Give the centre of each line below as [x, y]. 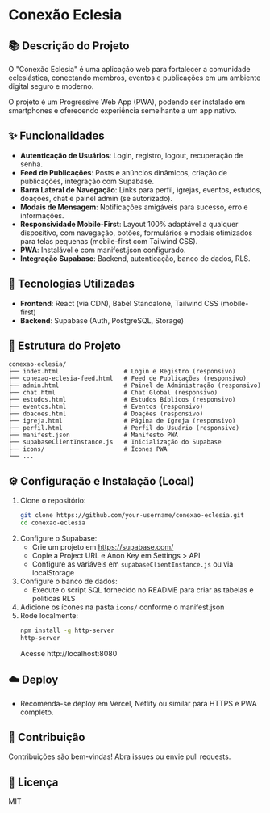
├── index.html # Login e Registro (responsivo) [122, 372]
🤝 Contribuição [47, 737]
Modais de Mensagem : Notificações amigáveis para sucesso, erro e [134, 207]
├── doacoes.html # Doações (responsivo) [106, 414]
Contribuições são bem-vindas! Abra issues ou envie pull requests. [120, 756]
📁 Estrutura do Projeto [64, 346]
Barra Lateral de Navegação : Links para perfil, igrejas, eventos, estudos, [141, 190]
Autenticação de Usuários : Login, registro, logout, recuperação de [131, 155]
